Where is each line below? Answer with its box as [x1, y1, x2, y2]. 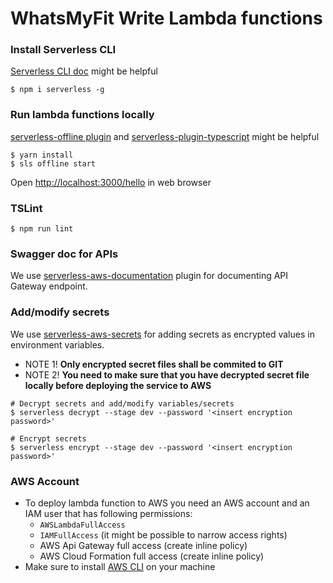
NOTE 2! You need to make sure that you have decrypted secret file [24, 368, 310, 381]
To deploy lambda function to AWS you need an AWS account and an [24, 497, 310, 509]
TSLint [10, 201, 43, 215]
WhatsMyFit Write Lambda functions [10, 7, 323, 30]
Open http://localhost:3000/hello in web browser [10, 176, 212, 188]
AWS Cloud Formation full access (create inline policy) [39, 550, 265, 562]
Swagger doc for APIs [10, 247, 119, 261]
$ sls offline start [10, 158, 97, 169]
